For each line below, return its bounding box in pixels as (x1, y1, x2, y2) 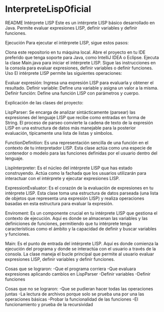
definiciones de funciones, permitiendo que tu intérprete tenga (5, 220, 132, 226)
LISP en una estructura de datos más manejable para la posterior (5, 125, 136, 131)
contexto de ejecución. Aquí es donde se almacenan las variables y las (5, 215, 148, 221)
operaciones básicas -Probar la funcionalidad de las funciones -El (5, 296, 139, 302)
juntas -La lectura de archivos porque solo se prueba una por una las (5, 291, 144, 297)
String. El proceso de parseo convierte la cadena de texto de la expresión (5, 120, 153, 125)
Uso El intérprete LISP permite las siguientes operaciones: (5, 70, 122, 76)
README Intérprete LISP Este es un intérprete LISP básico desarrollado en (5, 20, 155, 26)
